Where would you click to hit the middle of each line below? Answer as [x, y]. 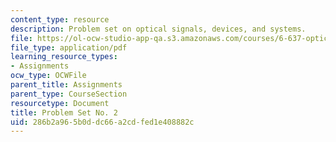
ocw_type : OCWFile [48, 76]
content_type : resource [60, 19]
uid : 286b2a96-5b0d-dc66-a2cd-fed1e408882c [102, 122]
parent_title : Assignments [66, 85]
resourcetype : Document [60, 103]
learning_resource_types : [64, 57]
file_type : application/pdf [69, 47]
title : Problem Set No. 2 [64, 112]
